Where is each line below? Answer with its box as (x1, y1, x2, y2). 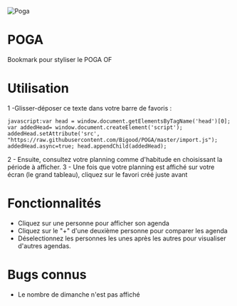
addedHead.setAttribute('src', (7, 130, 100, 137)
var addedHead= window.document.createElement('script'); (7, 123, 183, 131)
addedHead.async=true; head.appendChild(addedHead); (7, 143, 167, 150)
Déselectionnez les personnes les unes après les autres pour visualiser (17, 234, 226, 243)
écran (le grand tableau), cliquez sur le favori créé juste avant (7, 170, 188, 178)
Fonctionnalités (7, 195, 102, 212)
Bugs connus (7, 267, 87, 282)
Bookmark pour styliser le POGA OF (7, 55, 112, 63)
